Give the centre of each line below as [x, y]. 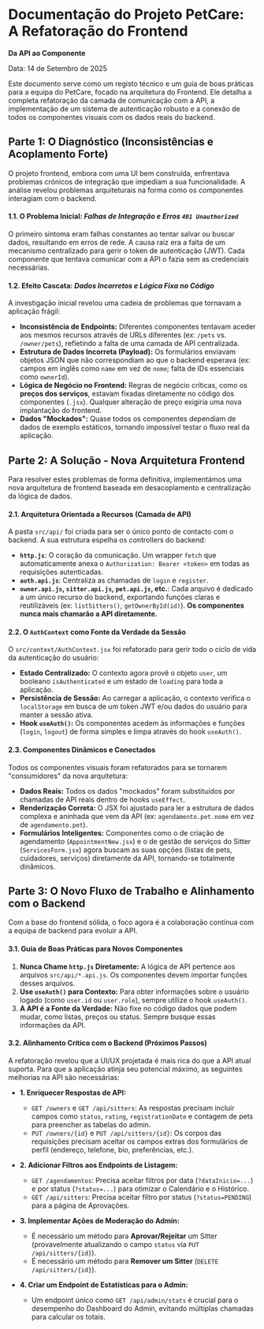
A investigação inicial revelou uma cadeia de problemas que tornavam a [125, 303]
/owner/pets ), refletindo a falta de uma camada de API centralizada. [129, 344]
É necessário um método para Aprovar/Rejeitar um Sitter [125, 1236]
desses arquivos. [47, 983]
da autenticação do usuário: [54, 658]
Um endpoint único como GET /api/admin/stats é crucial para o [135, 1300]
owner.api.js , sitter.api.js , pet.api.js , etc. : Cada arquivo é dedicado [136, 589]
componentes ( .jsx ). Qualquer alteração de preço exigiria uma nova [130, 402]
